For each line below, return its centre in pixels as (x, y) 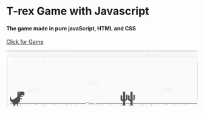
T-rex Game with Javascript (78, 11)
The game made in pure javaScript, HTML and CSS (71, 28)
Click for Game (25, 42)
